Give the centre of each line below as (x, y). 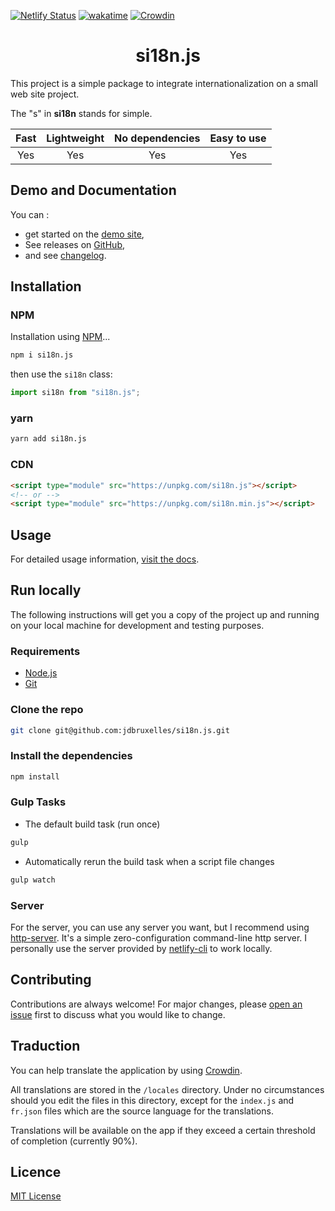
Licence (36, 1171)
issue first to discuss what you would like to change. (118, 1014)
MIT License (36, 1196)
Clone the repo (47, 710)
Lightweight (75, 138)
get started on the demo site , (84, 234)
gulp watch (33, 880)
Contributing (51, 980)
